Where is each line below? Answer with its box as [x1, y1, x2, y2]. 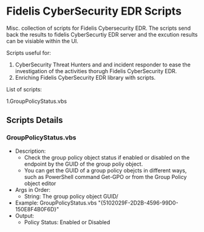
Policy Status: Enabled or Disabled [24, 218, 110, 226]
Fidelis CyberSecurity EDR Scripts [6, 4, 182, 18]
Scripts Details [6, 115, 63, 125]
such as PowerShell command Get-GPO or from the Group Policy [24, 173, 187, 180]
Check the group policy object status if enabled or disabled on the [24, 153, 190, 161]
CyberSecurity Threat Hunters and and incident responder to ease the [15, 61, 191, 68]
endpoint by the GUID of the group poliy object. [24, 160, 143, 167]
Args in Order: [15, 186, 50, 193]
